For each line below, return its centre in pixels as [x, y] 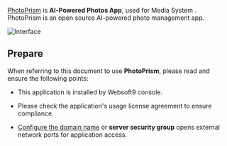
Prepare [26, 54]
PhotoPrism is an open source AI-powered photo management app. [106, 18]
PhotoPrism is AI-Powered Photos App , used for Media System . [102, 10]
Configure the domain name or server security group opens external [118, 127]
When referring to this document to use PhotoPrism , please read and [109, 71]
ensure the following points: [48, 78]
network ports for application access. [72, 135]
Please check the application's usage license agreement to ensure [115, 106]
